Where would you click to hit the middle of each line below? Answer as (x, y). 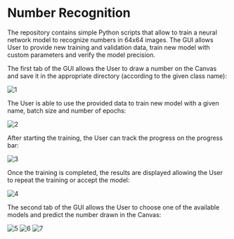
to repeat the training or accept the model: (69, 180)
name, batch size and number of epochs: (67, 110)
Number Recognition (69, 13)
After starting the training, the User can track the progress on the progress (115, 138)
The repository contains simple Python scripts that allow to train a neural (112, 32)
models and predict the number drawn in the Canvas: (84, 214)
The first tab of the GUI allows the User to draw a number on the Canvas (112, 68)
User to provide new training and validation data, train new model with (109, 47)
